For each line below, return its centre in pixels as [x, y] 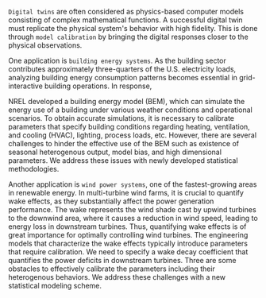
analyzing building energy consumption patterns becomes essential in [123, 77]
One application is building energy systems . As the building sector [117, 60]
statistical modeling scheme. [55, 286]
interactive [26, 86]
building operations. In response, [98, 86]
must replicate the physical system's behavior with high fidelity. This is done [133, 28]
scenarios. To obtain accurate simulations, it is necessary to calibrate [121, 118]
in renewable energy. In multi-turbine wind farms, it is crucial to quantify [126, 193]
